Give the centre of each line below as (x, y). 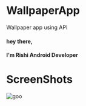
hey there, (20, 41)
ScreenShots (39, 80)
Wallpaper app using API (37, 27)
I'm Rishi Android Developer (42, 55)
